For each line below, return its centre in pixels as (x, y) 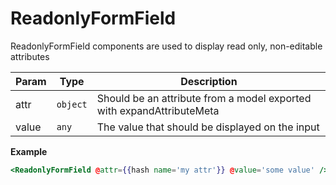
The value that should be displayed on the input (208, 127)
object (72, 104)
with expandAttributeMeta (158, 110)
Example (29, 151)
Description (209, 81)
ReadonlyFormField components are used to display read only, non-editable (166, 46)
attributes (30, 56)
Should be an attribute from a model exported (204, 98)
